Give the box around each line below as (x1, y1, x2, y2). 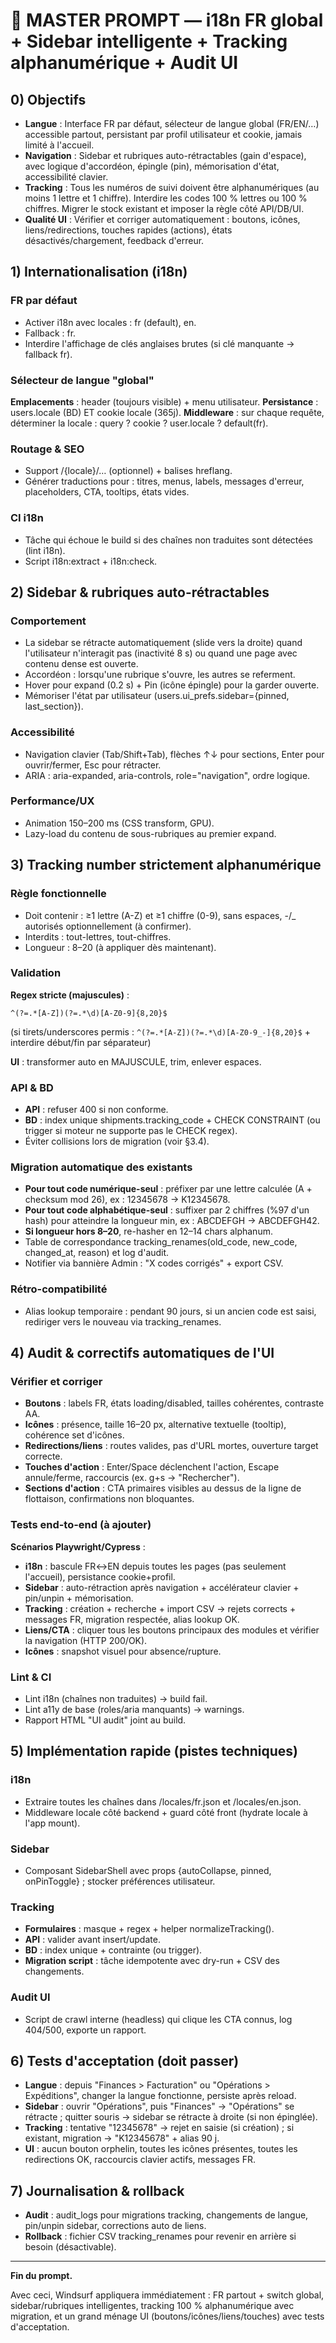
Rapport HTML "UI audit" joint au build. (24, 1714, 187, 1726)
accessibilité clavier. (24, 171, 109, 183)
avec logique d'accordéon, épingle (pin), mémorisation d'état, (24, 160, 280, 172)
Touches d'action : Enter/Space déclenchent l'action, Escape (24, 1461, 280, 1473)
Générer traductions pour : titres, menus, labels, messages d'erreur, (24, 475, 305, 488)
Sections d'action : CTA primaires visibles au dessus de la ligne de (24, 1482, 302, 1494)
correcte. (24, 1450, 63, 1463)
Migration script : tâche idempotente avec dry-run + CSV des (24, 1955, 280, 1967)
